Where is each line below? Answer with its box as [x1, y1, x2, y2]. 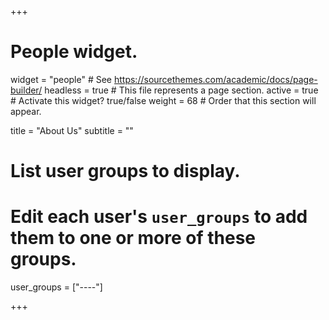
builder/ [10, 84, 43, 96]
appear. [10, 105, 42, 117]
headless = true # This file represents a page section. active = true [44, 84, 319, 96]
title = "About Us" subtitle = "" [10, 124, 134, 136]
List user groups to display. [10, 160, 241, 183]
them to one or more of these [10, 227, 257, 250]
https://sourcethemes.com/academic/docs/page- [113, 73, 318, 85]
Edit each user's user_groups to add [10, 206, 308, 228]
